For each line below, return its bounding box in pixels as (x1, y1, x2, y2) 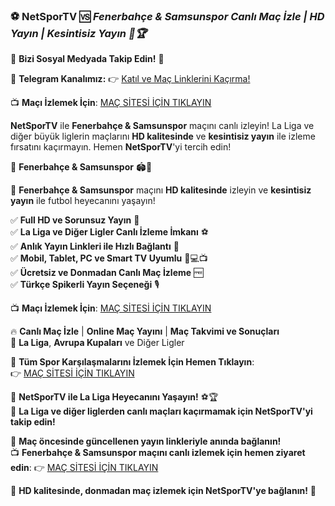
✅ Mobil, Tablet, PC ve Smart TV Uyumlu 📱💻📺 (10, 252, 208, 264)
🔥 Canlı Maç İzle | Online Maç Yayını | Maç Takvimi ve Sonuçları (10, 325, 280, 338)
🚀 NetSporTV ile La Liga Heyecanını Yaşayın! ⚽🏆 (10, 391, 219, 403)
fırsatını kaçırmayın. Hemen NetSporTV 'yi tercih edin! (10, 141, 232, 153)
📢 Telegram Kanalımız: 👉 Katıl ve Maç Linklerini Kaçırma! (10, 73, 251, 85)
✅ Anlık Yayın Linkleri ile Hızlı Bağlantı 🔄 (10, 240, 180, 253)
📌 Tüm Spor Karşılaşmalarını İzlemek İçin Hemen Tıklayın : (10, 356, 255, 368)
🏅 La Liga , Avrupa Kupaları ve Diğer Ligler (10, 337, 185, 349)
